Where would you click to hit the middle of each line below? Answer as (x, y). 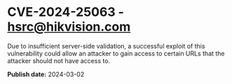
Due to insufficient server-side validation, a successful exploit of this (106, 46)
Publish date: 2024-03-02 (46, 74)
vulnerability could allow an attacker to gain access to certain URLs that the (116, 53)
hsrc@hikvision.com (69, 27)
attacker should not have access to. (59, 60)
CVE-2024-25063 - (66, 12)
